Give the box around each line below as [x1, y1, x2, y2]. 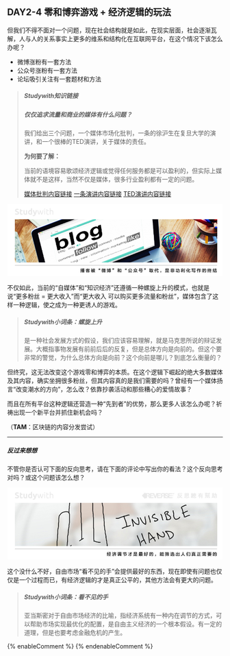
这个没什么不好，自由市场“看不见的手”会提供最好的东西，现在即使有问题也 [7, 568, 217, 576]
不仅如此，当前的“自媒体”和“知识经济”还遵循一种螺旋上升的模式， [7, 284, 192, 292]
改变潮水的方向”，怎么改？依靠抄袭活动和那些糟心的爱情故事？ [16, 385, 193, 393]
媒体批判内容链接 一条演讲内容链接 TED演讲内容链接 [23, 190, 172, 198]
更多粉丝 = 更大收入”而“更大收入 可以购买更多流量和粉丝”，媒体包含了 [16, 292, 213, 300]
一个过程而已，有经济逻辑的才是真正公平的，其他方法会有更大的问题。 [18, 576, 217, 584]
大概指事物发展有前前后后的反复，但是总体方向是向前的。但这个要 [36, 345, 222, 353]
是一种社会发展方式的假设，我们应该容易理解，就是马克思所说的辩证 [23, 337, 216, 345]
